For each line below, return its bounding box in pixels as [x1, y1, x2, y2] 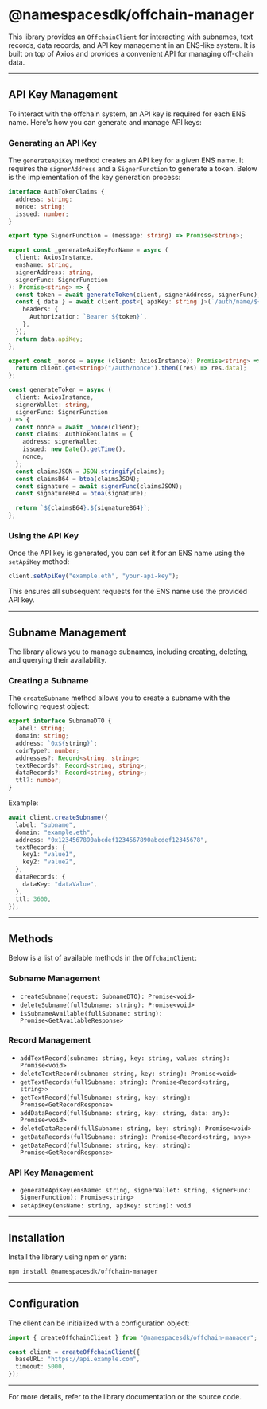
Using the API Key [8, 530, 79, 541]
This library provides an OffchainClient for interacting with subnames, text [8, 32, 253, 41]
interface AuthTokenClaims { [8, 188, 105, 196]
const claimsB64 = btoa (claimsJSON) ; [15, 475, 141, 483]
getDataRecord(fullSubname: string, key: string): [19, 1141, 192, 1149]
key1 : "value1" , [22, 851, 77, 859]
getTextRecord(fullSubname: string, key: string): [19, 1094, 192, 1102]
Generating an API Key [8, 137, 97, 148]
